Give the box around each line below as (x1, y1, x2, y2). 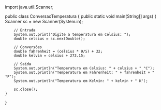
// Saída (14, 62, 31, 67)
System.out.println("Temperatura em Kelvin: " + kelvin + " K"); (14, 79, 148, 83)
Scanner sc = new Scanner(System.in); (5, 19, 83, 24)
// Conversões (14, 45, 42, 50)
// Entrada (14, 28, 36, 33)
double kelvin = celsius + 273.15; (14, 53, 86, 58)
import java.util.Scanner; (5, 4, 54, 10)
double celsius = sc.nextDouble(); (14, 36, 86, 41)
